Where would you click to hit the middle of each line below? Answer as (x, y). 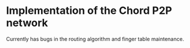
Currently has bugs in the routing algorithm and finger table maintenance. (95, 39)
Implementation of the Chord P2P (89, 11)
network (27, 23)
